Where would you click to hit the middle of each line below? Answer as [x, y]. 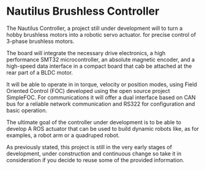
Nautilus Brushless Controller [83, 11]
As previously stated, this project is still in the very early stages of [89, 147]
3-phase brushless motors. [40, 41]
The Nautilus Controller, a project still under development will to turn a [95, 28]
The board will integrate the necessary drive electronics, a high [86, 53]
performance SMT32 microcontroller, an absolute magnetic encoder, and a [101, 59]
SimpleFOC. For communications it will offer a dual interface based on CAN [101, 97]
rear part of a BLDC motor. [40, 72]
